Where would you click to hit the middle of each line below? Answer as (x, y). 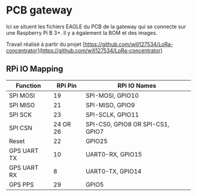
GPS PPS (21, 184)
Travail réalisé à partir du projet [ (45, 44)
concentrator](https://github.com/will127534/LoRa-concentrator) (84, 50)
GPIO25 (97, 141)
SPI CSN (21, 128)
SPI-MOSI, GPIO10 (112, 95)
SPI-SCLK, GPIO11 (113, 114)
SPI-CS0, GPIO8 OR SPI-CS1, (128, 124)
